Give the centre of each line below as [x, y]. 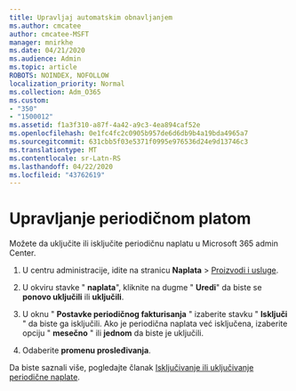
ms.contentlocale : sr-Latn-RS [65, 158]
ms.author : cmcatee [45, 26]
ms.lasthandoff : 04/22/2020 [61, 167]
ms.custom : [29, 100]
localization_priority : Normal [67, 84]
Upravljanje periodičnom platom [130, 219]
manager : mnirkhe [41, 42]
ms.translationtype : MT [53, 150]
